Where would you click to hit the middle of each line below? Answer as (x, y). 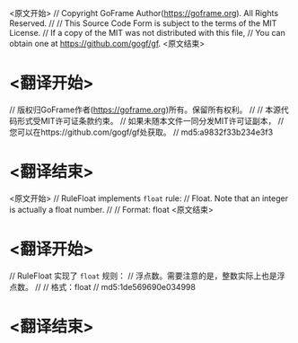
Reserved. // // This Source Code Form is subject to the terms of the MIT (143, 23)
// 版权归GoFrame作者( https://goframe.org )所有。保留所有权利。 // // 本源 (145, 110)
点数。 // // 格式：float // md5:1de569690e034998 (102, 286)
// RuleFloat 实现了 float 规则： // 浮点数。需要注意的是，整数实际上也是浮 (147, 276)
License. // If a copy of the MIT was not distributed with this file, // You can (147, 33)
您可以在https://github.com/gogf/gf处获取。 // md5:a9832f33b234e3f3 (141, 132)
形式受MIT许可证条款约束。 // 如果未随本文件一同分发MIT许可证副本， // (150, 120)
